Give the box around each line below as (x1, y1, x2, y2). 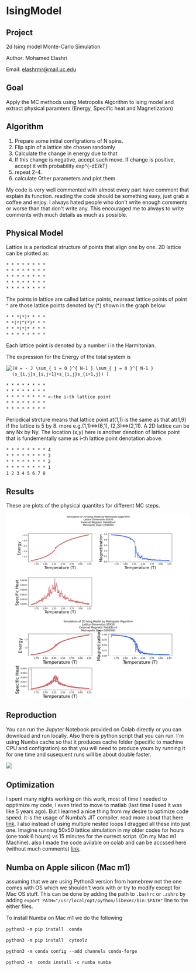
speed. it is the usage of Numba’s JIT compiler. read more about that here (6, 814, 184, 821)
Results (6, 486, 35, 496)
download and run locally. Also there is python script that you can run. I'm (6, 732, 184, 739)
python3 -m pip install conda (6, 926, 82, 932)
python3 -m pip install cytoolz (6, 938, 88, 943)
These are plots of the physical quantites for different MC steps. (6, 502, 160, 509)
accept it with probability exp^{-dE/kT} (14, 162, 108, 169)
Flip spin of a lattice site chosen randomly (14, 143, 115, 150)
